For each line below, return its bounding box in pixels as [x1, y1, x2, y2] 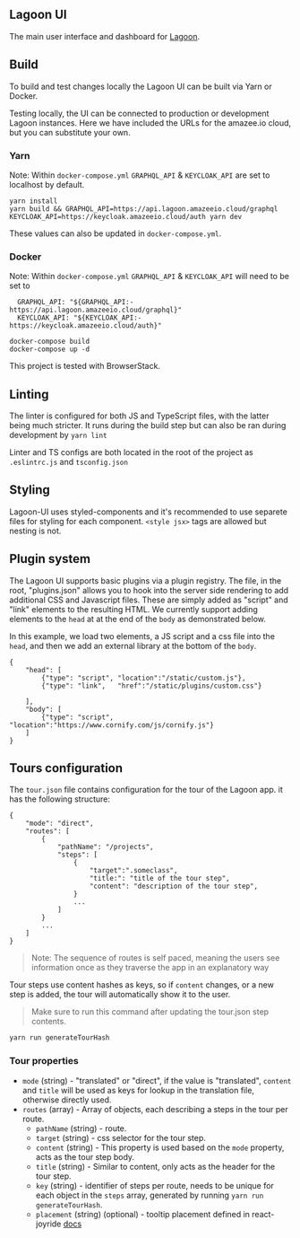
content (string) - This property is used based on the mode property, [35, 1142, 285, 1153]
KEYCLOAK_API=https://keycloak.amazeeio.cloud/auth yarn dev [9, 212, 243, 221]
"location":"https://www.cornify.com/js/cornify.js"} [9, 720, 215, 730]
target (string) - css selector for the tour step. [35, 1132, 206, 1143]
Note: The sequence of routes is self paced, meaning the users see [30, 953, 280, 963]
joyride [35, 1218, 62, 1229]
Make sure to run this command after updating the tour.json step [30, 1006, 270, 1017]
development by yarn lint [9, 430, 107, 441]
